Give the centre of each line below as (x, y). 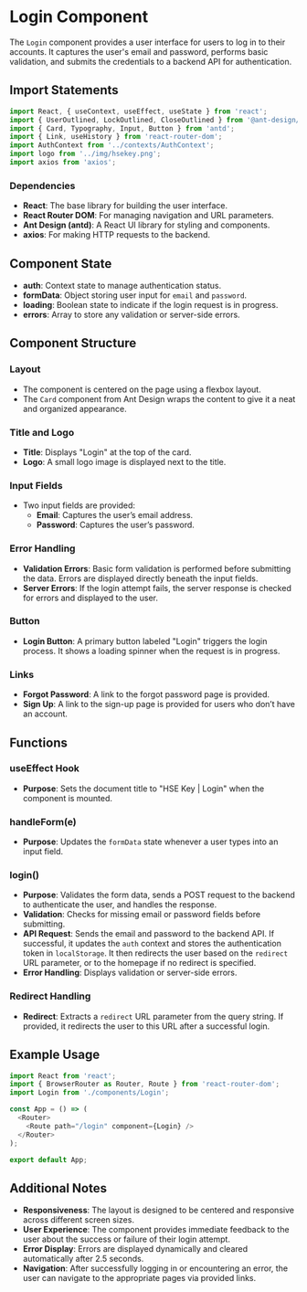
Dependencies (42, 185)
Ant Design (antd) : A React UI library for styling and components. (146, 225)
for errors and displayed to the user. (90, 598)
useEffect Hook (45, 768)
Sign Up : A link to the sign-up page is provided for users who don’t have (159, 704)
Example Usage (55, 1055)
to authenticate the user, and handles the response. (120, 905)
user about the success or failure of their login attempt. (127, 1239)
